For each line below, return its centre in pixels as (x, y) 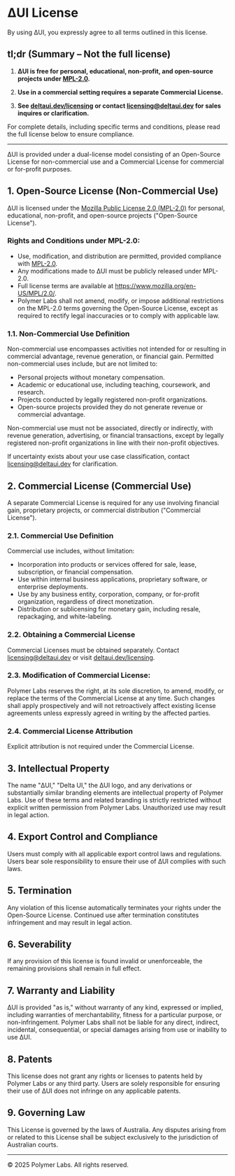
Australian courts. (33, 1145)
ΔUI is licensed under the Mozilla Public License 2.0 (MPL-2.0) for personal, (116, 208)
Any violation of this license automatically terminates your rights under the (114, 907)
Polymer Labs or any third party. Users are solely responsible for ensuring (114, 1084)
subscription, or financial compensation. (76, 572)
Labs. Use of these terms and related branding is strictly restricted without (114, 800)
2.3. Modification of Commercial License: (79, 675)
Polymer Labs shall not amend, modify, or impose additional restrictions (121, 300)
